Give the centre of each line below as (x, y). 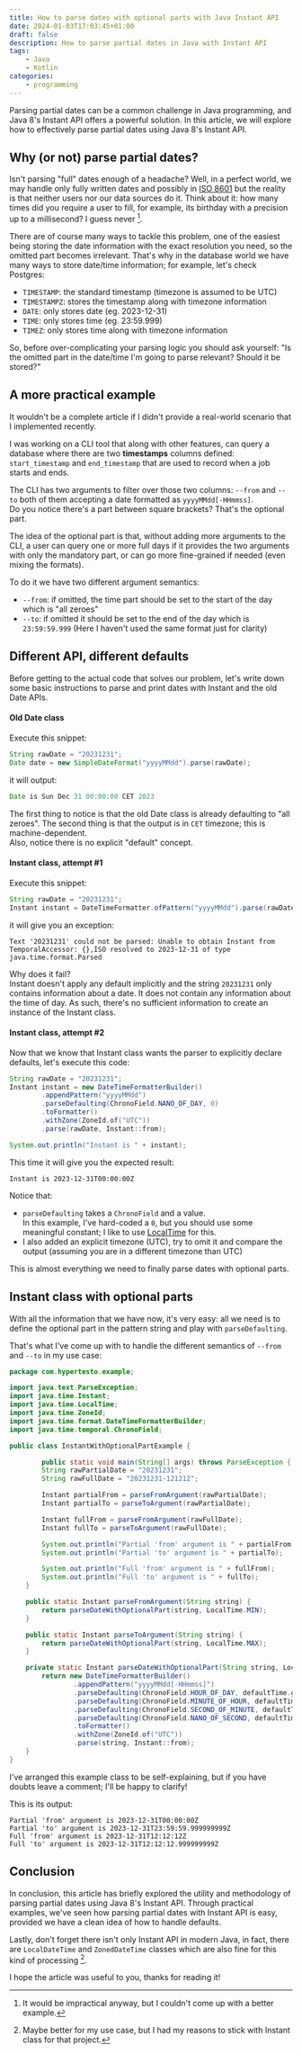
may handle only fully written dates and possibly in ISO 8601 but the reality (147, 189)
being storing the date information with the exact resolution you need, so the (151, 246)
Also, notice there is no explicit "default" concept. (101, 842)
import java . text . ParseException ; (74, 1388)
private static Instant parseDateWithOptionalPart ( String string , (152, 1668)
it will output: (33, 780)
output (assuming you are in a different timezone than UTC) (132, 1251)
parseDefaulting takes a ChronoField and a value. (114, 1213)
